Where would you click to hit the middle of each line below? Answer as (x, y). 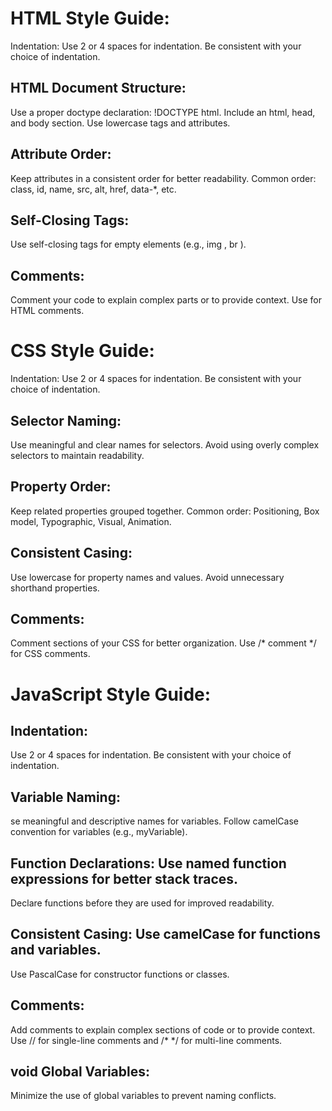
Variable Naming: (65, 797)
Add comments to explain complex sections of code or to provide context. (163, 1029)
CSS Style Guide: (82, 351)
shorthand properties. (55, 588)
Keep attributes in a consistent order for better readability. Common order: (163, 178)
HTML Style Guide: (90, 18)
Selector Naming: (66, 420)
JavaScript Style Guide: (111, 694)
